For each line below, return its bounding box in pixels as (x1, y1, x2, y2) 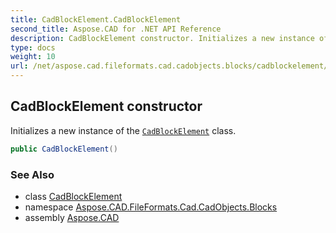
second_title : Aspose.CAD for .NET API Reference (10, 24, 222, 34)
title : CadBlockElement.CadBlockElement (10, 14, 182, 25)
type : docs (10, 42, 56, 53)
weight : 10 (10, 52, 56, 62)
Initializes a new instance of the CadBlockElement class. (10, 124, 237, 136)
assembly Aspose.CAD (24, 211, 120, 223)
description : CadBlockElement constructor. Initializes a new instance (10, 33, 315, 43)
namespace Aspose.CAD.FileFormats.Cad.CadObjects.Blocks (24, 201, 278, 213)
